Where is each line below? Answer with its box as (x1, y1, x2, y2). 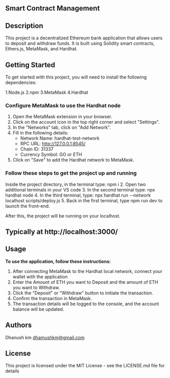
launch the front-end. (5, 203, 50, 209)
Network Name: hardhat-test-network (20, 135, 100, 142)
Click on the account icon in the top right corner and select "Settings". (12, 119, 160, 125)
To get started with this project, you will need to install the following (5, 74, 147, 80)
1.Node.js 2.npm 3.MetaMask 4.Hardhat (5, 89, 89, 96)
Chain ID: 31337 (20, 146, 53, 152)
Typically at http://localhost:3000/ (5, 228, 118, 236)
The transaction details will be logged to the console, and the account (12, 301, 159, 307)
